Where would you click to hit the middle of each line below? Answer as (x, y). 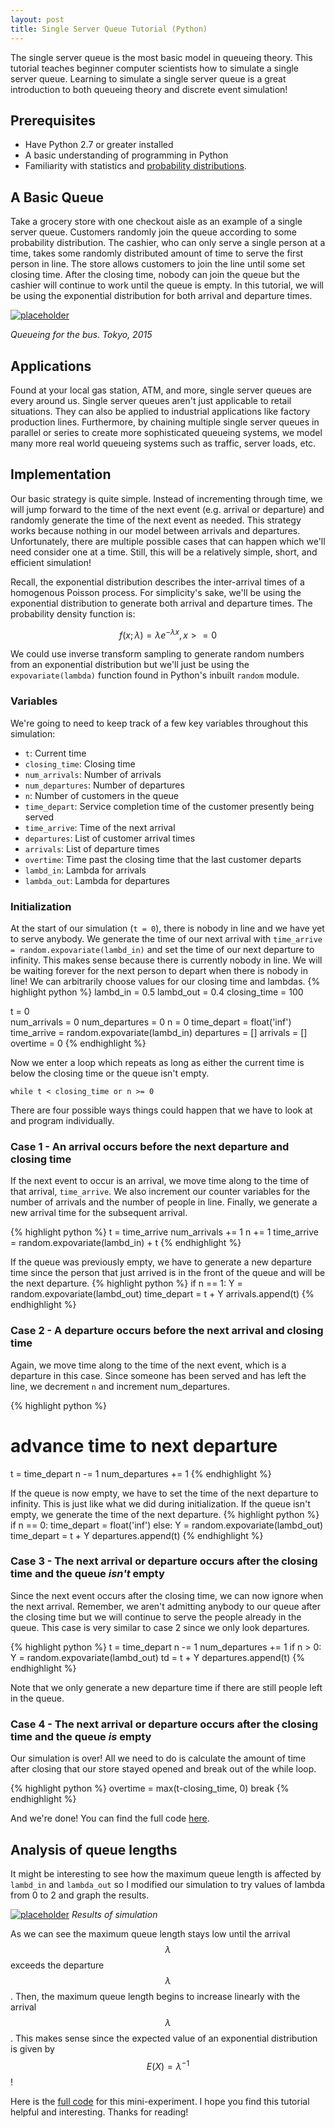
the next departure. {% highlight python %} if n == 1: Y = (126, 1283)
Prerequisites (53, 120)
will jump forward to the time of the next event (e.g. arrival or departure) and (167, 509)
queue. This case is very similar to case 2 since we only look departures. (160, 1627)
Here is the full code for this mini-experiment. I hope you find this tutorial (160, 2101)
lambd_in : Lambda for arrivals (85, 870)
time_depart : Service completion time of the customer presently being (169, 806)
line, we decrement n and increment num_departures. (120, 1386)
